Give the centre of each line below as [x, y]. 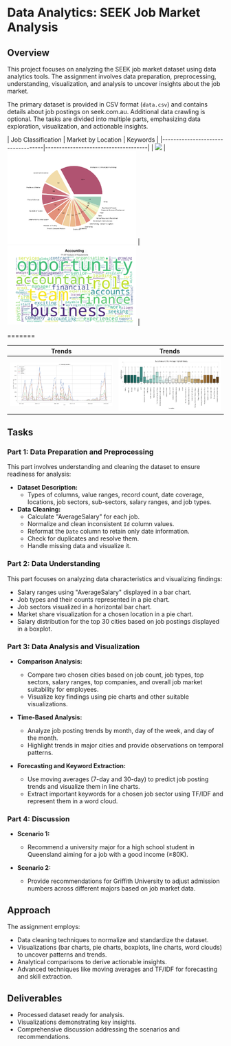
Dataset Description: [47, 488]
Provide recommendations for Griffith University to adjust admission [123, 881]
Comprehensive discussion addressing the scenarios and [98, 1029]
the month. [43, 738]
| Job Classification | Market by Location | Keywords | [83, 140]
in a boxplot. [35, 629]
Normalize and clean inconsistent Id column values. [101, 524]
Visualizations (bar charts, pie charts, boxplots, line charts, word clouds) [119, 948]
